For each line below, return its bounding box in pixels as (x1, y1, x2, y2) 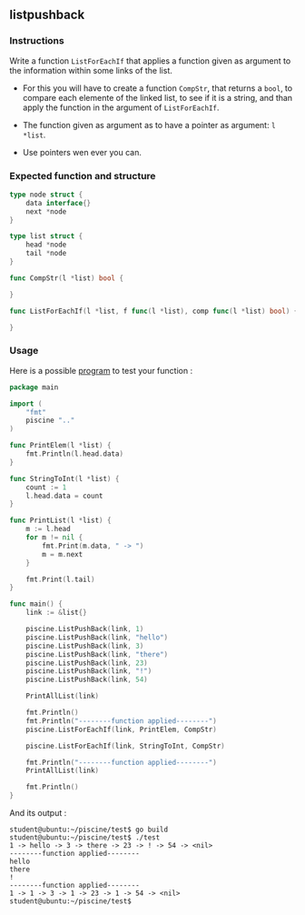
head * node (25, 240, 67, 249)
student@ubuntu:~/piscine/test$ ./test (9, 833, 161, 842)
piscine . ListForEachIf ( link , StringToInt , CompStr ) (25, 741, 225, 750)
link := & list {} (25, 608, 88, 618)
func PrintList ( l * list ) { (9, 516, 112, 526)
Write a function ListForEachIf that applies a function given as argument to (9, 55, 291, 66)
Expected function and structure (9, 169, 156, 182)
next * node (25, 206, 67, 216)
